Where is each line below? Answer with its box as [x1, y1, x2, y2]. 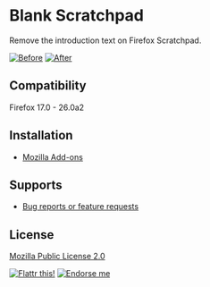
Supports [9, 177, 63, 192]
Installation [9, 128, 73, 143]
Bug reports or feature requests [21, 201, 139, 212]
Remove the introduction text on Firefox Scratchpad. [9, 35, 202, 46]
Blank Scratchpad [9, 5, 145, 26]
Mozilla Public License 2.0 [9, 251, 105, 262]
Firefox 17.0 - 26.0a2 [9, 102, 85, 113]
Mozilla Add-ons [21, 151, 83, 162]
